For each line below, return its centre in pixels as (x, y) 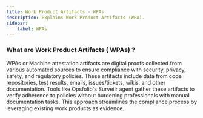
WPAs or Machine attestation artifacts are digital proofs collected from (94, 63)
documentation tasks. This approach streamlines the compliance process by (101, 102)
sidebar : (17, 23)
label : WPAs (32, 29)
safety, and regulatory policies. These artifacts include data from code (94, 76)
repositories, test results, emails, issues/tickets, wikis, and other (86, 82)
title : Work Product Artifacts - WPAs (55, 12)
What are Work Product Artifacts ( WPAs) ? (71, 50)
